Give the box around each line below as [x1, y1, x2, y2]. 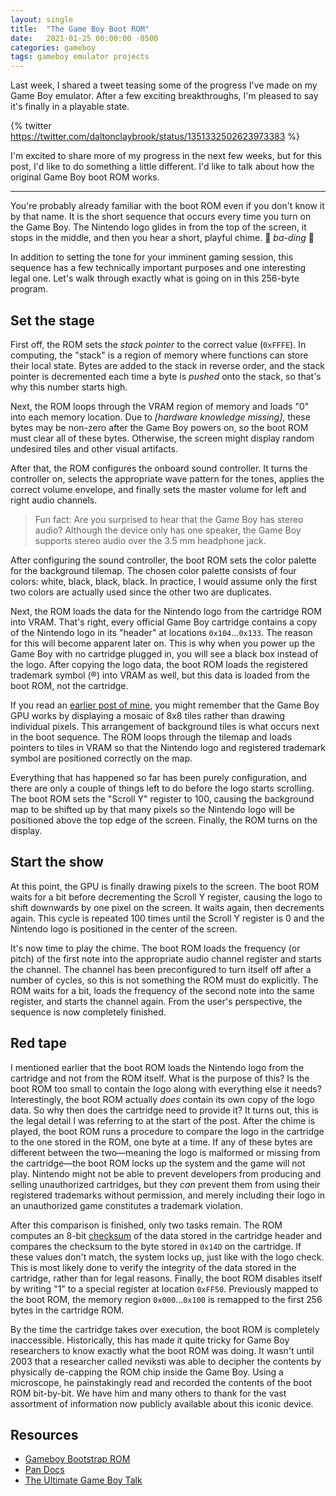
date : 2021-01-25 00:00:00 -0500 [10, 33, 159, 43]
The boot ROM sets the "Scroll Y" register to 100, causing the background [10, 792, 315, 805]
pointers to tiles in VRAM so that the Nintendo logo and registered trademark [10, 741, 326, 753]
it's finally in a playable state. [10, 101, 130, 113]
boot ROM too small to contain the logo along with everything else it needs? [10, 1082, 322, 1095]
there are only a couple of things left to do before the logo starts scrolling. [10, 782, 315, 794]
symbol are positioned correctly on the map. [10, 752, 193, 764]
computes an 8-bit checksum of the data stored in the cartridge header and [10, 1229, 323, 1241]
